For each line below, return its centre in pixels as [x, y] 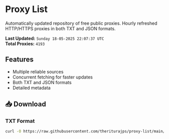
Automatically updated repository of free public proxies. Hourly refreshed [81, 23]
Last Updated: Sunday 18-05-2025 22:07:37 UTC [55, 38]
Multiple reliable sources [38, 72]
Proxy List [26, 9]
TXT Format [20, 121]
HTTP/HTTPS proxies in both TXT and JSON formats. [60, 28]
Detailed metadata [31, 88]
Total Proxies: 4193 [25, 43]
